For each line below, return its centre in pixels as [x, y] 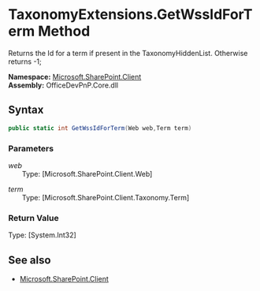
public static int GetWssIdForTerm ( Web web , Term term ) [100, 128]
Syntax [26, 110]
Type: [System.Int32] [42, 235]
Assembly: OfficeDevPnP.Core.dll [63, 85]
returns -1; [25, 62]
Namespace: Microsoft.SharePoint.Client [75, 76]
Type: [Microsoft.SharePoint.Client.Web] [87, 173]
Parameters [31, 148]
